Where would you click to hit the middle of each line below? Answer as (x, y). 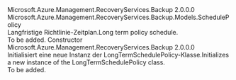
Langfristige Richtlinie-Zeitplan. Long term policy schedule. (93, 32)
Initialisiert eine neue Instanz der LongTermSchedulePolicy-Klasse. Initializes (118, 55)
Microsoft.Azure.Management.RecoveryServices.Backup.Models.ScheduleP (118, 17)
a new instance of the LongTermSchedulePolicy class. (86, 62)
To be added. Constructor (45, 40)
